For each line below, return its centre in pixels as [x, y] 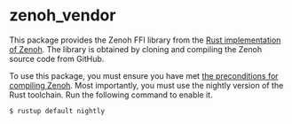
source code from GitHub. [57, 58]
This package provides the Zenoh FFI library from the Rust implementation [145, 40]
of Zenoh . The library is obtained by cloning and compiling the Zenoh [136, 49]
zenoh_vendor [63, 15]
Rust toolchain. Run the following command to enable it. [111, 95]
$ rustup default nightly [57, 111]
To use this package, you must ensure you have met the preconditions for [144, 75]
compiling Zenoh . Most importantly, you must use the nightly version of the [146, 85]
